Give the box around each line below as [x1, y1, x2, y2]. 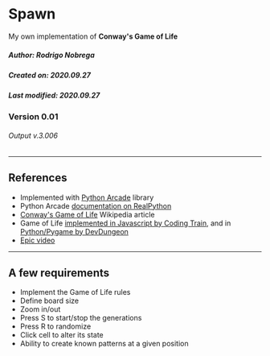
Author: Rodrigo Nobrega [8, 50, 95, 60]
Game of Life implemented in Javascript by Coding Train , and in [19, 218, 231, 228]
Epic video [19, 235, 55, 245]
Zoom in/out [19, 304, 61, 314]
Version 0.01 [8, 110, 59, 122]
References [8, 171, 67, 185]
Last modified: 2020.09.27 [8, 90, 100, 101]
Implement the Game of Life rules [19, 288, 131, 297]
